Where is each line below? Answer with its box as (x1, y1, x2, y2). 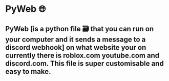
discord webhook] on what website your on (5, 43, 146, 52)
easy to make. (5, 67, 51, 76)
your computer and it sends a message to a (5, 35, 146, 44)
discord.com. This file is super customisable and (5, 59, 164, 68)
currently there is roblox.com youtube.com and (5, 51, 160, 59)
